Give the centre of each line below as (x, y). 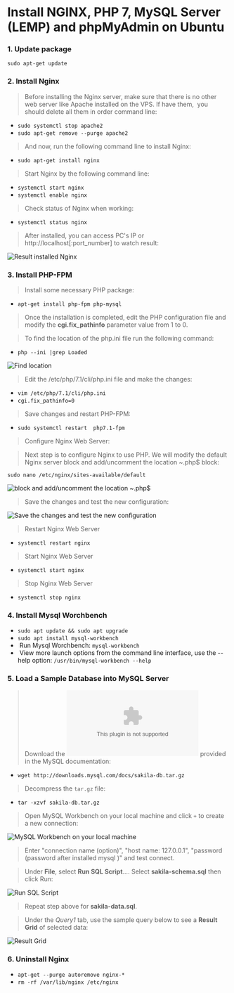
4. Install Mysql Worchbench (57, 615)
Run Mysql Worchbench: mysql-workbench (79, 645)
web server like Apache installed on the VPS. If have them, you (116, 104)
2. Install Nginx (33, 82)
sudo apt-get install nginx (58, 160)
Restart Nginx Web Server (62, 529)
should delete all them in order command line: (91, 111)
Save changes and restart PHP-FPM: (78, 414)
